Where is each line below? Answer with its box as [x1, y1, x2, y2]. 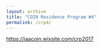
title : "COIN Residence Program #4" [6, 14, 97, 20]
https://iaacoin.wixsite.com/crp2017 [6, 36, 94, 43]
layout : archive [6, 8, 46, 15]
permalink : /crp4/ [6, 19, 52, 25]
